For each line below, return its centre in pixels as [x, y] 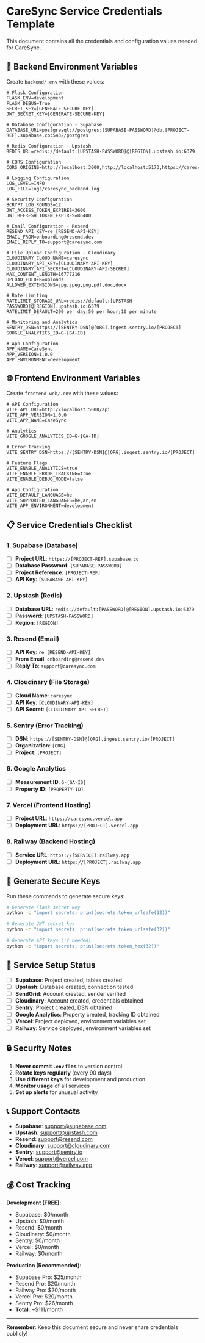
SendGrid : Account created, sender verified [70, 993]
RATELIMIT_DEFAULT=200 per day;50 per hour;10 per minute [81, 311]
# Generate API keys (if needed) [49, 941]
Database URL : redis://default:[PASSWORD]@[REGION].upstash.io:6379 [105, 609]
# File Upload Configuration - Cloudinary [61, 253]
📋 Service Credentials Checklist [69, 525]
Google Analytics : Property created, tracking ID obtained [87, 1014]
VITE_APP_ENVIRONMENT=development [50, 506]
